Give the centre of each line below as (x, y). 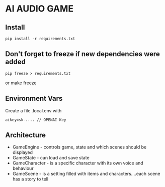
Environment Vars (34, 99)
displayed (23, 152)
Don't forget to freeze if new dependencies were (82, 54)
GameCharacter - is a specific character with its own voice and (78, 163)
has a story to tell (30, 179)
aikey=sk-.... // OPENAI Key (36, 120)
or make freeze (21, 83)
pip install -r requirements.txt (40, 39)
